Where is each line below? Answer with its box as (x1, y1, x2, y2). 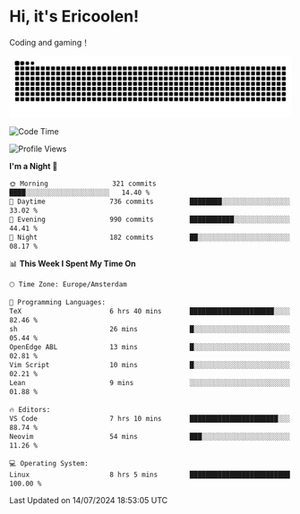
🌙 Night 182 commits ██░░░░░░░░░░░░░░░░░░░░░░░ (9, 233, 291, 242)
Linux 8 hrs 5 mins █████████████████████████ (9, 470, 291, 479)
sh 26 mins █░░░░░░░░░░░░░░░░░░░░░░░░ (9, 324, 291, 333)
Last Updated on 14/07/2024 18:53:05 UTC (9, 494, 168, 505)
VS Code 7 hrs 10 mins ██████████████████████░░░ (9, 414, 291, 423)
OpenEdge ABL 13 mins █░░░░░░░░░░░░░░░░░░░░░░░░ (9, 342, 291, 351)
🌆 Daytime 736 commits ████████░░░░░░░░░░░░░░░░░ (9, 197, 291, 206)
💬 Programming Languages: (9, 297, 106, 306)
